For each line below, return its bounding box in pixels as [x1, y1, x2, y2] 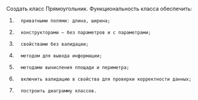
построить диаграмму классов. [21, 88, 97, 94]
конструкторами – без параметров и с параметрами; [21, 30, 151, 36]
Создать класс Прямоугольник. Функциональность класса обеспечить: [6, 5, 193, 12]
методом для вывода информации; [21, 53, 102, 59]
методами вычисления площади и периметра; [21, 64, 130, 70]
